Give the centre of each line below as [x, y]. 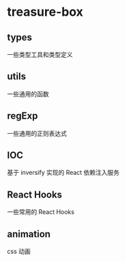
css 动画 [19, 252]
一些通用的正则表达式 [37, 133]
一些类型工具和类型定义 [40, 55]
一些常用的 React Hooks [41, 212]
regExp [22, 116]
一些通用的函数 [28, 94]
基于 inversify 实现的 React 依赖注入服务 [63, 173]
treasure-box [45, 12]
